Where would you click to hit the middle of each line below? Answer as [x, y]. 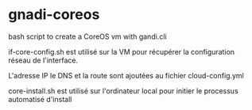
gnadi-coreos [54, 15]
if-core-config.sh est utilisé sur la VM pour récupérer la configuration [122, 51]
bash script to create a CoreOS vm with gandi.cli [87, 36]
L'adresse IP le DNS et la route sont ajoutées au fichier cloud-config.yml [126, 75]
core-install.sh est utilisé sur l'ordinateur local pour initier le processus [123, 91]
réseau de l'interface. [43, 60]
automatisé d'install [40, 99]
